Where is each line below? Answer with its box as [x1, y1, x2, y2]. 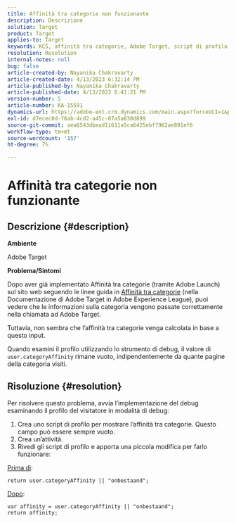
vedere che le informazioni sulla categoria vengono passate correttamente [7, 303, 223, 311]
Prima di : [7, 463, 33, 472]
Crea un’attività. [17, 434, 63, 443]
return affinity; [7, 509, 58, 516]
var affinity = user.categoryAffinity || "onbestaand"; [7, 503, 174, 510]
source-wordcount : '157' [7, 134, 80, 141]
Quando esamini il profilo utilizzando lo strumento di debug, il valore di [7, 345, 211, 353]
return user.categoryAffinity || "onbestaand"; [7, 477, 150, 484]
